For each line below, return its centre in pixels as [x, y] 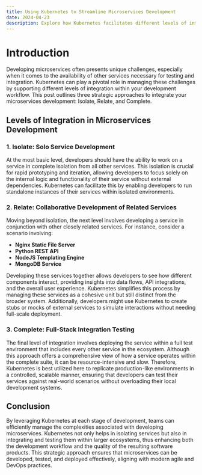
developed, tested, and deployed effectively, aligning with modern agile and [100, 459]
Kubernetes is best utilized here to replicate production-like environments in [100, 368]
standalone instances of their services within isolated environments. [90, 192]
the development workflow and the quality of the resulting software [90, 446]
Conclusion [28, 406]
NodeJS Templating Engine [50, 258]
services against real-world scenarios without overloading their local [91, 381]
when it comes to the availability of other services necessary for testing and [100, 76]
